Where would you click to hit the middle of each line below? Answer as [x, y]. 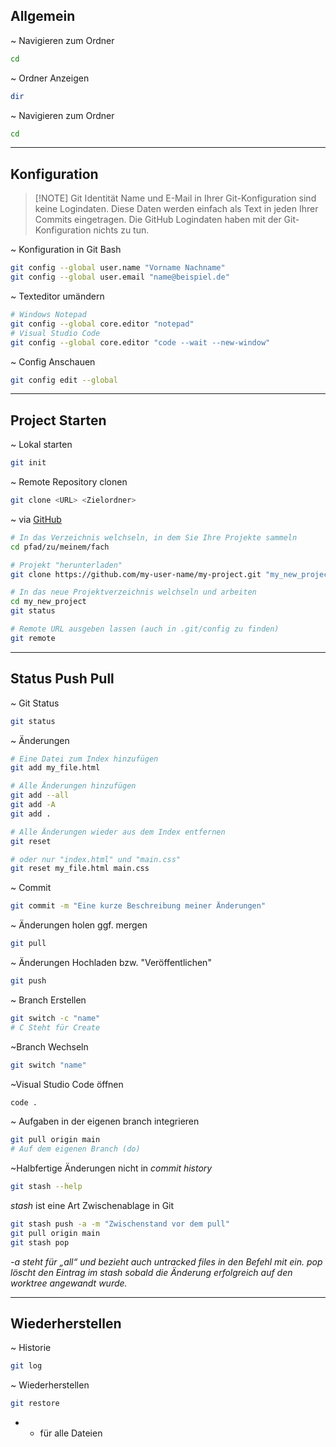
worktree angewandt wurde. [69, 1283]
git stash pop [40, 1242]
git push [28, 981]
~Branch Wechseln [49, 1046]
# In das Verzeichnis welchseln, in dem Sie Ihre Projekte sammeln [154, 537]
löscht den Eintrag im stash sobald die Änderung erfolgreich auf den [151, 1272]
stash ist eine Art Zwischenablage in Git [92, 1205]
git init [28, 463]
